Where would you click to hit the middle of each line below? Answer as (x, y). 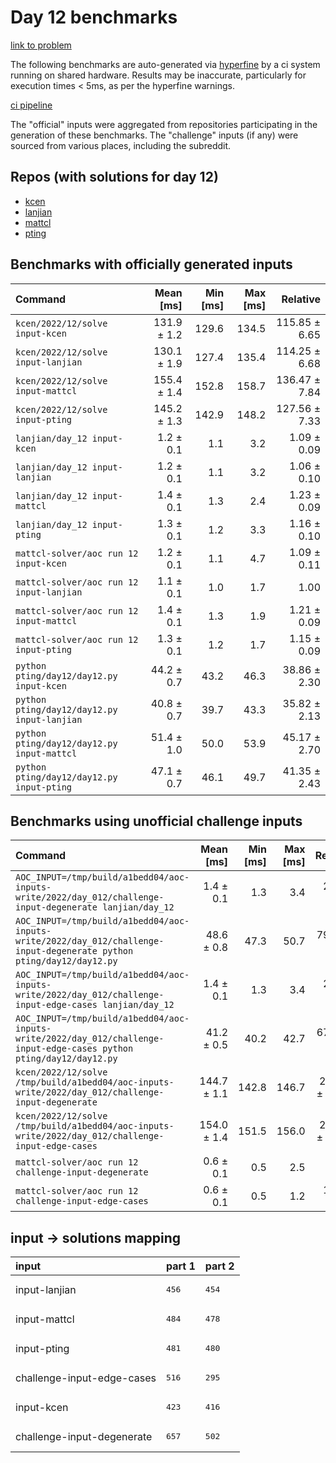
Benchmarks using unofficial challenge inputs (156, 821)
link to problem (41, 45)
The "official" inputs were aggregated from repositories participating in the (164, 124)
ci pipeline (31, 105)
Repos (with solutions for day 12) (114, 177)
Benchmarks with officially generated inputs (151, 264)
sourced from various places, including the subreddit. (121, 145)
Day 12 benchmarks (94, 17)
